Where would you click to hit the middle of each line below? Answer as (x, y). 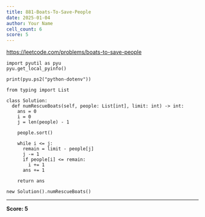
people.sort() (35, 133)
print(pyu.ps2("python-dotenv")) (49, 79)
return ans (31, 181)
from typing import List (38, 90)
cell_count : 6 (24, 29)
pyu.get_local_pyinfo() (37, 69)
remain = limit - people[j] (58, 149)
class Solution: (27, 101)
